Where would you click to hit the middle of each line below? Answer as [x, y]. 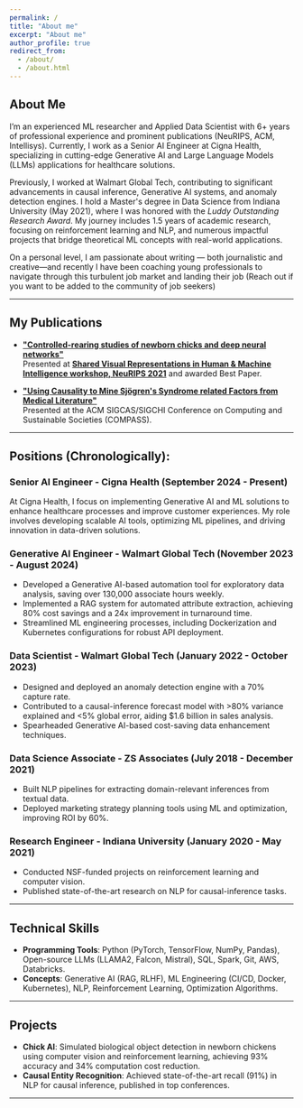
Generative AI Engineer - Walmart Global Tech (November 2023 [151, 554]
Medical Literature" [60, 400]
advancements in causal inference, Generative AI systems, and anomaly [143, 191]
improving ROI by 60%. [66, 818]
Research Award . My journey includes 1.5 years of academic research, [140, 220]
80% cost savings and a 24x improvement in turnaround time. [137, 614]
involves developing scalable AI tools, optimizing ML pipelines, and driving [147, 521]
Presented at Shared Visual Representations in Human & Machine [147, 364]
